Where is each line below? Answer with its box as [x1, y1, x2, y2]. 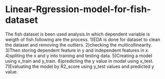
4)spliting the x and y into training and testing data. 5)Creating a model [5, 52, 152, 59]
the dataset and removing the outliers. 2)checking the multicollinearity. [5, 42, 152, 48]
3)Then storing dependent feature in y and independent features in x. [5, 47, 150, 53]
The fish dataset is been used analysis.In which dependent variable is [5, 31, 150, 37]
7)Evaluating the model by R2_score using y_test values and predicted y [5, 63, 154, 69]
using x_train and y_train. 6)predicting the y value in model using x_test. [5, 58, 154, 64]
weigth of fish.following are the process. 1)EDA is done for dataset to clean [5, 36, 160, 43]
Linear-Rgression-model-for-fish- [5, 4, 151, 15]
